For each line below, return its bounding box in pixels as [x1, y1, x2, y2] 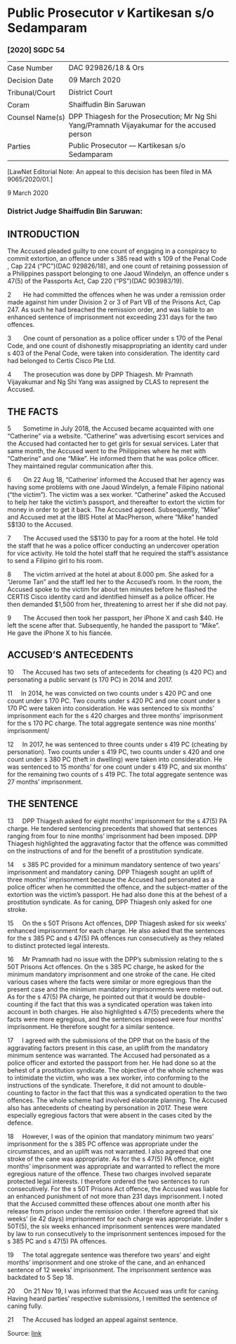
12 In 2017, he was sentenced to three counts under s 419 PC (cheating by [7, 740, 228, 748]
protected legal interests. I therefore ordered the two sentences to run [7, 1177, 209, 1185]
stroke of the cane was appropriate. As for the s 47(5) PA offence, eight [7, 1154, 214, 1163]
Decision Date [7, 75, 54, 85]
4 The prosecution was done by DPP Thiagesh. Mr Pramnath [7, 370, 193, 378]
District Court [68, 87, 113, 97]
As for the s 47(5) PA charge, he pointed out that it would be [7, 992, 181, 1001]
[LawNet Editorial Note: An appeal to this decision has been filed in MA [7, 168, 212, 176]
